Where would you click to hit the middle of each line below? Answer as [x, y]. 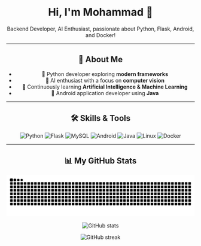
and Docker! [100, 35]
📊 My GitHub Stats [100, 161]
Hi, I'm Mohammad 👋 [100, 12]
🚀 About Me [100, 60]
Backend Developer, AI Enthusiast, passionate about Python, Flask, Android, [100, 29]
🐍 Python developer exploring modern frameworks [105, 74]
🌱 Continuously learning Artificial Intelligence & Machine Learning [105, 87]
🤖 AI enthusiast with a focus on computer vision [105, 80]
